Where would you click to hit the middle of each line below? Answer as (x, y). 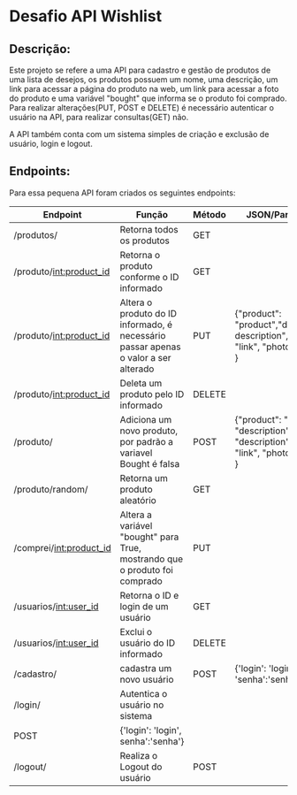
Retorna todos (149, 229)
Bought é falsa (150, 463)
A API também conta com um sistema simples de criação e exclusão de (139, 134)
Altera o (136, 302)
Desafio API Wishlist (86, 16)
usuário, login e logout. (51, 144)
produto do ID (148, 313)
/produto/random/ (51, 489)
